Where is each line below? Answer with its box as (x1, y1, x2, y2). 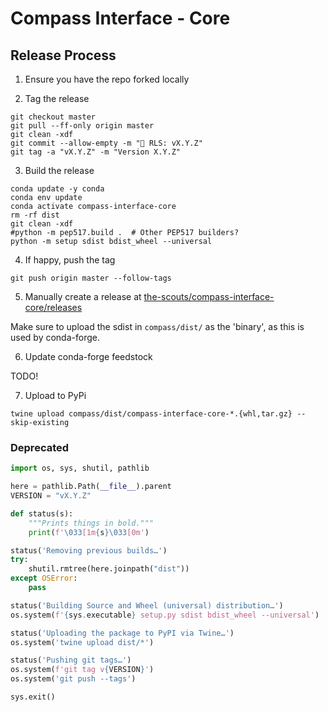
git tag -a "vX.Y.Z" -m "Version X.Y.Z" (10, 147, 182, 157)
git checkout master (10, 112, 97, 122)
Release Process (10, 47, 117, 64)
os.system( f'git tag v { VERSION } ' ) (10, 665, 155, 675)
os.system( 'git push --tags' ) (10, 674, 137, 684)
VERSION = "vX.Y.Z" (10, 491, 92, 501)
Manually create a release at (24, 291, 142, 302)
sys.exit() (10, 692, 56, 702)
